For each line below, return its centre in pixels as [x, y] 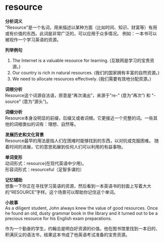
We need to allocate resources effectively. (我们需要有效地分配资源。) [82, 79]
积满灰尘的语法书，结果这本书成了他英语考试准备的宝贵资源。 [68, 235]
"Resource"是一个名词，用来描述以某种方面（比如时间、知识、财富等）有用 [81, 27]
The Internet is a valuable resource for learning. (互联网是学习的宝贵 [81, 60]
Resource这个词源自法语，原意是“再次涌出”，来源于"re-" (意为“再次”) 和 [78, 95]
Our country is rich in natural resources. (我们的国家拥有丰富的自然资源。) [86, 73]
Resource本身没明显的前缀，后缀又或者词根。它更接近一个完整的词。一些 [79, 118]
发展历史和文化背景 [25, 134]
